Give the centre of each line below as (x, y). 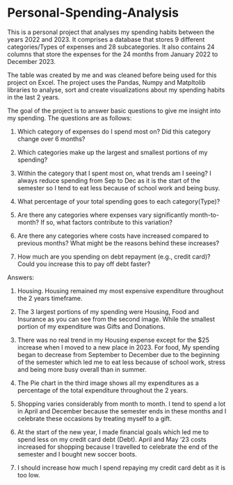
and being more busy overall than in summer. (82, 369)
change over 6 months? (51, 139)
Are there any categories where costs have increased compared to (113, 236)
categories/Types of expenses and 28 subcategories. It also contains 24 (111, 47)
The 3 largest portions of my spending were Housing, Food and (108, 311)
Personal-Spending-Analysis (93, 13)
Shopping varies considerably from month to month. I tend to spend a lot (121, 404)
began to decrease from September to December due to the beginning (119, 354)
